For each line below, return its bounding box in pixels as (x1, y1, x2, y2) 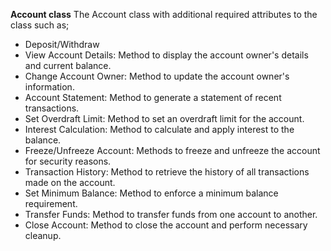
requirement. (24, 198, 78, 209)
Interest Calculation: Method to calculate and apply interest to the (24, 124, 295, 135)
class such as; (10, 19, 70, 31)
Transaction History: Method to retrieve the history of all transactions (24, 166, 310, 178)
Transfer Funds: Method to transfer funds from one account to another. (24, 209, 318, 220)
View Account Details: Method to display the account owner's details (24, 49, 309, 61)
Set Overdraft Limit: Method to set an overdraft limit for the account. (24, 113, 305, 124)
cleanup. (24, 230, 62, 241)
